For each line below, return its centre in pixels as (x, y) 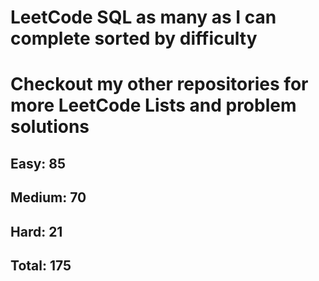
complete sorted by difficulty (134, 38)
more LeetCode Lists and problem (153, 105)
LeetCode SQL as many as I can (143, 17)
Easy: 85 (38, 163)
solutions (50, 127)
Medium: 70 (48, 197)
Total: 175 (41, 265)
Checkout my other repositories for (159, 84)
